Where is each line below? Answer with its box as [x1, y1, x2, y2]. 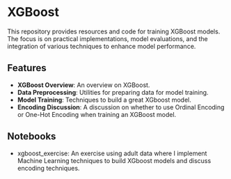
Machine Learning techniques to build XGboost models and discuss [17, 156, 212, 164]
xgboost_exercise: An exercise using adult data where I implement [17, 149, 207, 157]
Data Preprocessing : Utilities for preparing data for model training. [17, 88, 209, 96]
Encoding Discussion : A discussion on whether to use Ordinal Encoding [17, 102, 225, 111]
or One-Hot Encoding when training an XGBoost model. [17, 110, 177, 118]
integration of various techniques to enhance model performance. [7, 42, 196, 50]
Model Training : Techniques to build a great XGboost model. [17, 95, 191, 104]
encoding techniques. [17, 164, 80, 172]
